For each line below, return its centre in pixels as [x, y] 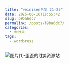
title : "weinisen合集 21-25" [34, 9]
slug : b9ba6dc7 [21, 18]
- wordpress [22, 41]
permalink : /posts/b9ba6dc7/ [35, 23]
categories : [17, 28]
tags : [11, 37]
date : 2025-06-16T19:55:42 [33, 14]
